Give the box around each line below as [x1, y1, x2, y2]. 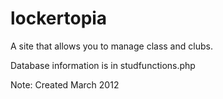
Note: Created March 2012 [10, 78, 120, 91]
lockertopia [10, 7, 108, 30]
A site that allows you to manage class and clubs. [10, 40, 213, 52]
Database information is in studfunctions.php [10, 59, 196, 71]
